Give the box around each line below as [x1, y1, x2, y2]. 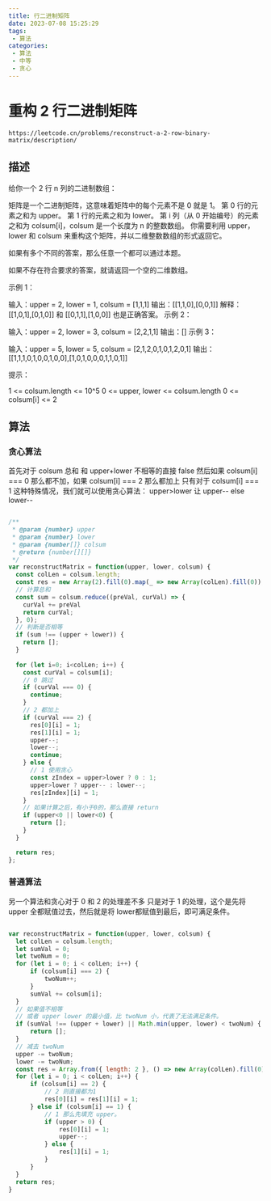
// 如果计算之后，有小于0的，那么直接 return [23, 804, 159, 812]
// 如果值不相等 [15, 1004, 63, 1013]
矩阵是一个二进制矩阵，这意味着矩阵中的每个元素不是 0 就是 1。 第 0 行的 [8, 200, 252, 210]
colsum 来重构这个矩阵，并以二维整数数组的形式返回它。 [37, 230, 227, 240]
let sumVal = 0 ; [15, 945, 70, 953]
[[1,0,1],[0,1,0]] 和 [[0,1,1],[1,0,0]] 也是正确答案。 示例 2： [8, 309, 192, 319]
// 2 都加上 [23, 706, 60, 714]
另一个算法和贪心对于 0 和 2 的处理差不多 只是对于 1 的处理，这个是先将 [8, 896, 246, 906]
